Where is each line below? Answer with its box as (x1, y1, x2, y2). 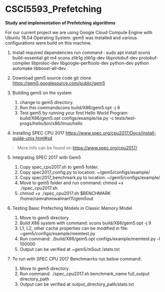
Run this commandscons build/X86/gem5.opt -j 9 (19, 104, 120, 110)
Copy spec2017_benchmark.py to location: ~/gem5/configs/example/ (19, 174, 161, 180)
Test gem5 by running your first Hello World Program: (19, 110, 129, 116)
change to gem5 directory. (19, 99, 74, 105)
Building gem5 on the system (12, 90, 72, 96)
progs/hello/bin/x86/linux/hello (19, 120, 83, 126)
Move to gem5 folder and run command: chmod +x (19, 180, 124, 186)
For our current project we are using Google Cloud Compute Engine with (5, 29, 153, 35)
